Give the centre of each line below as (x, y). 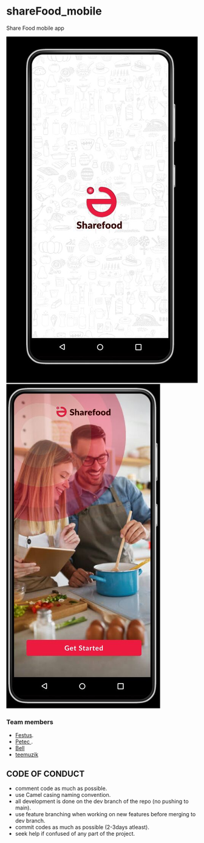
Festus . (24, 735)
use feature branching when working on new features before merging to (105, 814)
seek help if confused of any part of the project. (75, 834)
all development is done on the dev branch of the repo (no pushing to (102, 802)
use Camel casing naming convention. (63, 795)
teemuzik (26, 755)
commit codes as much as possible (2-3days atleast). (82, 827)
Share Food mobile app (36, 28)
